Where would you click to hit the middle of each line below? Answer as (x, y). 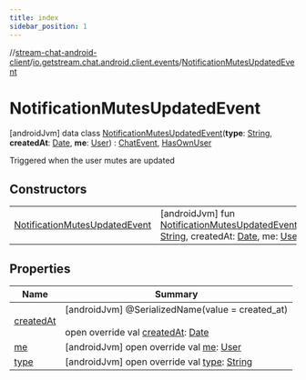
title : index (34, 18)
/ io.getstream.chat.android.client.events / (106, 62)
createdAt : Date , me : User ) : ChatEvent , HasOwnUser (111, 143)
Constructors (48, 189)
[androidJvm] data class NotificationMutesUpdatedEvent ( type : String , (141, 134)
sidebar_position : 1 (49, 26)
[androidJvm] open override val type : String (159, 362)
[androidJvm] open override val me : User (153, 347)
